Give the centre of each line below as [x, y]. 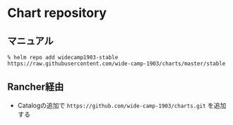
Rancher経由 [36, 87]
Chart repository [57, 13]
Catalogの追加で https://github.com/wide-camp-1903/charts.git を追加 [122, 105]
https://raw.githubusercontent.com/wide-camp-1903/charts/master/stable [116, 64]
